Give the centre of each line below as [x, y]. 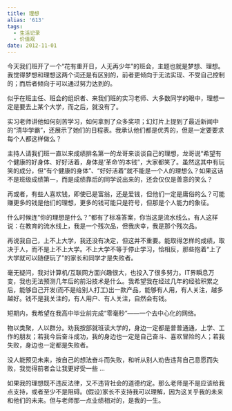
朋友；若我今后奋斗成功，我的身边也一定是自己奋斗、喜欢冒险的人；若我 [122, 336]
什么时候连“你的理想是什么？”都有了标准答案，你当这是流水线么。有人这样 [113, 217]
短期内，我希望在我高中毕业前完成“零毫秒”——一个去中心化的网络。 [104, 313]
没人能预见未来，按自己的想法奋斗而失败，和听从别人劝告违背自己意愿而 [110, 360]
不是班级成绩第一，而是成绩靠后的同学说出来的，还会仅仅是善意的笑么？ [110, 179]
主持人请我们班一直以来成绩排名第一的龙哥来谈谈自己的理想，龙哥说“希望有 [115, 153]
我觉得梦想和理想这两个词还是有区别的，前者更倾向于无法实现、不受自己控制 [116, 75]
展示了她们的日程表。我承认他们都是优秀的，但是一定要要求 [139, 130]
